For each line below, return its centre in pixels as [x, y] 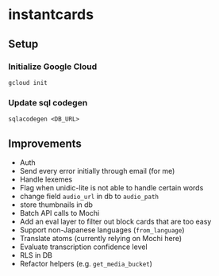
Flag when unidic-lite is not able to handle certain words [111, 187]
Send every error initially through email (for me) [97, 171]
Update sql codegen [48, 102]
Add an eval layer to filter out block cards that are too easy [115, 221]
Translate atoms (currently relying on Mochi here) [101, 238]
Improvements [45, 143]
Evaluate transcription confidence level [84, 247]
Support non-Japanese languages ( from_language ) [102, 230]
